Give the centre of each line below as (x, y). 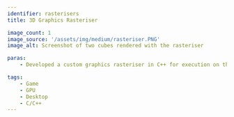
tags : (15, 77)
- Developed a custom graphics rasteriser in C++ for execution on (119, 65)
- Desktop (34, 97)
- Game (29, 84)
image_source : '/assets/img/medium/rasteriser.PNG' (84, 39)
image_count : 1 (29, 33)
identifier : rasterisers (43, 14)
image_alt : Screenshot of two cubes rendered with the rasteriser (106, 46)
